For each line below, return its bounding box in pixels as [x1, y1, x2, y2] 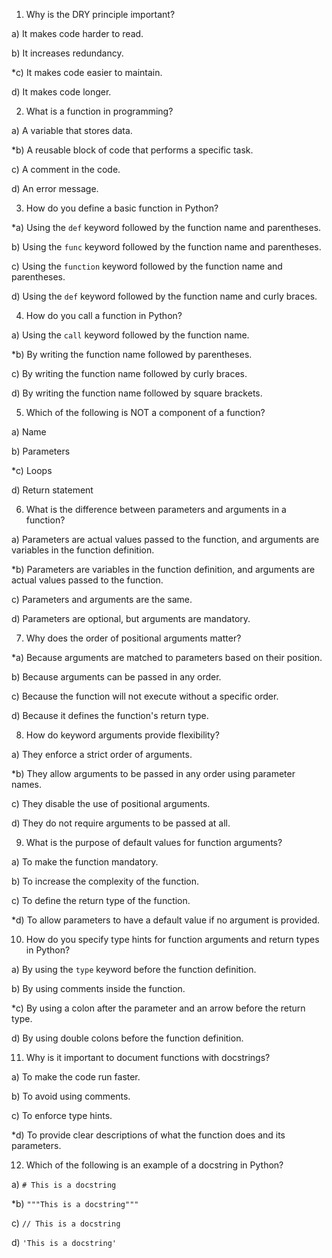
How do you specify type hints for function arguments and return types [25, 934, 320, 945]
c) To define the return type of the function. [11, 895, 191, 906]
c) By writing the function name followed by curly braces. [11, 368, 248, 379]
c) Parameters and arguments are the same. [11, 594, 193, 605]
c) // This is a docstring [11, 1217, 121, 1229]
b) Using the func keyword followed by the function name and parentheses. [11, 241, 322, 253]
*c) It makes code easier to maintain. [11, 67, 163, 78]
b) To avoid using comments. [11, 1090, 131, 1102]
